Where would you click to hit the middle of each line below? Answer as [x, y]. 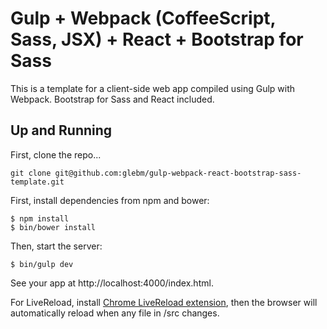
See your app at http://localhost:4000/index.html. [112, 283]
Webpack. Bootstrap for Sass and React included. [112, 99]
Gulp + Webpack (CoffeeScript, [143, 18]
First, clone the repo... [56, 154]
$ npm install [40, 218]
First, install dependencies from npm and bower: [110, 200]
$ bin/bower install [53, 227]
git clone [31, 173]
